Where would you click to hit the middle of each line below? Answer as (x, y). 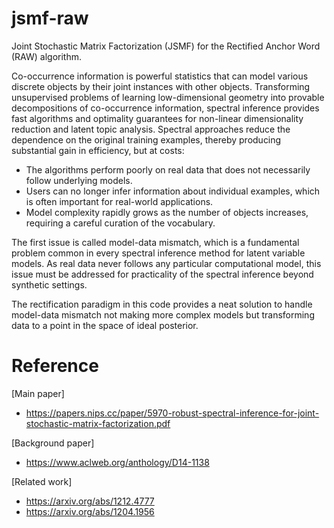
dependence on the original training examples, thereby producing (146, 139)
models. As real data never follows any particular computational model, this (166, 263)
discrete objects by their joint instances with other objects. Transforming (161, 86)
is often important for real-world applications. (119, 201)
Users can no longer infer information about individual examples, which (173, 191)
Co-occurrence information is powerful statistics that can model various (160, 76)
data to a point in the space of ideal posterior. (105, 325)
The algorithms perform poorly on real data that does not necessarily (168, 169)
